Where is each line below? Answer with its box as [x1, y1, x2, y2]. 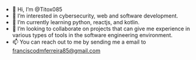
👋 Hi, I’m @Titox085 [12, 6, 62, 13]
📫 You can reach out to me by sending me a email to [12, 38, 146, 45]
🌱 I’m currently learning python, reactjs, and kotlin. [12, 19, 140, 25]
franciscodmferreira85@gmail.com [12, 47, 101, 54]
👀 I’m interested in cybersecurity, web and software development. [12, 12, 179, 19]
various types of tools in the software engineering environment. [12, 32, 173, 39]
